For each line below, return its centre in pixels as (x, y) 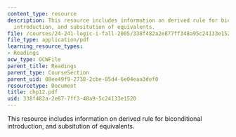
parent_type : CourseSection (48, 72)
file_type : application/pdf (48, 40)
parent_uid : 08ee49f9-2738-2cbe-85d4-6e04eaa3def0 (83, 79)
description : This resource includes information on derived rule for (113, 20)
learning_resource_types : (45, 46)
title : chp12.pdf (33, 92)
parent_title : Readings (42, 66)
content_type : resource (42, 14)
